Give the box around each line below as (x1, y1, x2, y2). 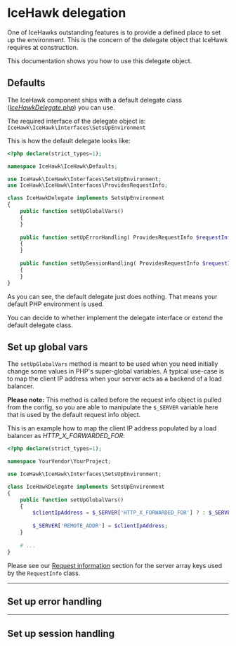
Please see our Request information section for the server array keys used (7, 561, 223, 569)
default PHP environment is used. (7, 300, 104, 308)
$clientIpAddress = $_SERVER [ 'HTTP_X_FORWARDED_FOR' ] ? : (32, 509, 206, 517)
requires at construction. (7, 43, 79, 51)
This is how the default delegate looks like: (7, 136, 131, 145)
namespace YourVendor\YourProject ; (7, 458, 112, 465)
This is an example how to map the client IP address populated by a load (7, 424, 217, 433)
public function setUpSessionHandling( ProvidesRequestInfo (20, 260, 199, 267)
